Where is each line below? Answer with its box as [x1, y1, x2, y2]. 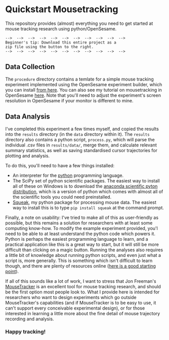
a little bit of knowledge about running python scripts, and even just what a [5, 252, 161, 258]
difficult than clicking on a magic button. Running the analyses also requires [5, 247, 163, 253]
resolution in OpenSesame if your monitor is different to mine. [5, 97, 134, 103]
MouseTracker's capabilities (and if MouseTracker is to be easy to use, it [5, 299, 156, 306]
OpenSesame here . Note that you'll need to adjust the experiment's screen [5, 92, 161, 98]
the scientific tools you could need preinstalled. [12, 194, 112, 200]
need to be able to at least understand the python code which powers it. [5, 231, 156, 237]
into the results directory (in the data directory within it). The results [5, 131, 150, 137]
